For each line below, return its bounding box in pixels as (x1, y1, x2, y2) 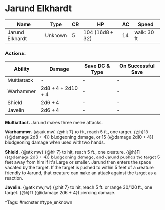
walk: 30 (134, 29, 154, 36)
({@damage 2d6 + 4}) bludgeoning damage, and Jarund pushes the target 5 (5, 154, 160, 160)
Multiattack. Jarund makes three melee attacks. (5, 120, 103, 126)
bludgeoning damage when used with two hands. (5, 139, 105, 145)
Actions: (5, 50, 26, 56)
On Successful (119, 62, 155, 69)
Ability (14, 66, 30, 73)
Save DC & (84, 62, 110, 69)
